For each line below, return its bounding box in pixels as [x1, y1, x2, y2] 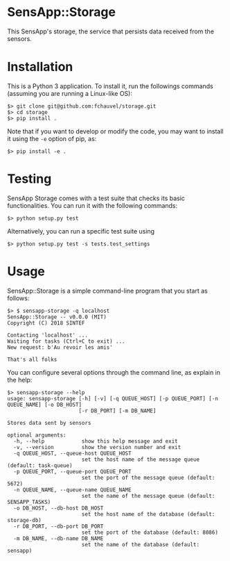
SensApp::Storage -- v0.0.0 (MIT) [7, 314, 107, 320]
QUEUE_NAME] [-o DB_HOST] [7, 401, 82, 408]
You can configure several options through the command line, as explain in [7, 368, 220, 376]
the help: [7, 375, 33, 384]
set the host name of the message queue [81, 456, 200, 463]
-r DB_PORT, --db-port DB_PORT [13, 523, 104, 530]
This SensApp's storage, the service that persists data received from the [7, 27, 215, 35]
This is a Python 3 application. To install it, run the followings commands [7, 81, 213, 90]
